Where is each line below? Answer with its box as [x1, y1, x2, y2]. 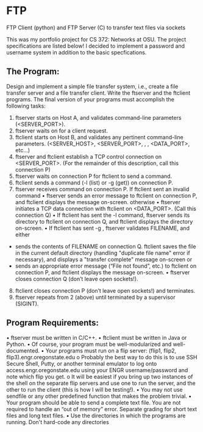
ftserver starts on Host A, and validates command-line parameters [15, 114, 182, 121]
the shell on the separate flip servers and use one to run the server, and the [6, 379, 196, 387]
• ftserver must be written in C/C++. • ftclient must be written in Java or [6, 334, 187, 341]
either [15, 230, 30, 238]
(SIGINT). [15, 300, 39, 307]
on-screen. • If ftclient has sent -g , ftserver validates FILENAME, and [15, 224, 190, 232]
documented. [6, 346, 40, 354]
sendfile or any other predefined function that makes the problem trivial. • [6, 392, 192, 400]
